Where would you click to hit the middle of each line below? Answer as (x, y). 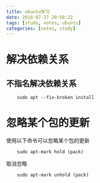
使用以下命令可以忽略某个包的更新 (48, 141)
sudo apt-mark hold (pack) (50, 152)
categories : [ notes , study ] (41, 28)
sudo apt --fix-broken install (56, 98)
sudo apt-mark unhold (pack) (53, 175)
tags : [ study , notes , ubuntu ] (44, 23)
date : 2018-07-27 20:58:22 (40, 17)
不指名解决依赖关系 (41, 83)
